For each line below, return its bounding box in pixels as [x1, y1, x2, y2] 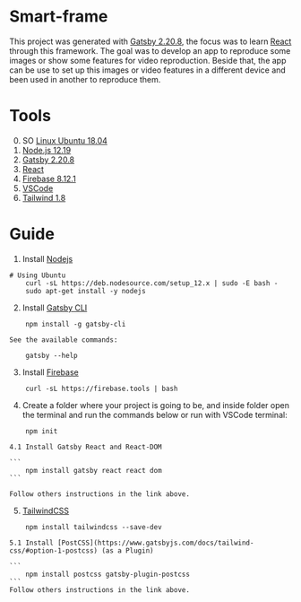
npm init [25, 426, 58, 436]
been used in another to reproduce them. [9, 74, 161, 84]
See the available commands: [9, 335, 118, 345]
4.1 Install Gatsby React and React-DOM [9, 442, 163, 451]
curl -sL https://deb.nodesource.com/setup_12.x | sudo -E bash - [25, 278, 279, 288]
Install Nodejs [21, 253, 73, 264]
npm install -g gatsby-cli [25, 319, 126, 328]
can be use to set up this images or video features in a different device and [9, 65, 287, 75]
